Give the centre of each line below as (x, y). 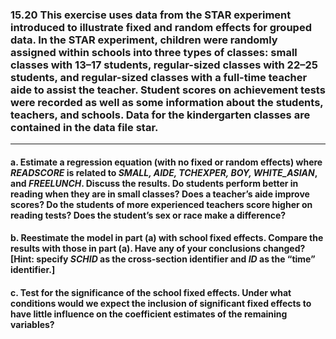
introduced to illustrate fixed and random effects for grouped (161, 27)
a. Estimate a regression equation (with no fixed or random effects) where (166, 162)
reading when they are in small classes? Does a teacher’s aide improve (160, 194)
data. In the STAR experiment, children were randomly (144, 40)
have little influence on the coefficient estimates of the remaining (149, 314)
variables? (32, 325)
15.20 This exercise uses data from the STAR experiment (151, 15)
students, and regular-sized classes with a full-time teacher (159, 77)
